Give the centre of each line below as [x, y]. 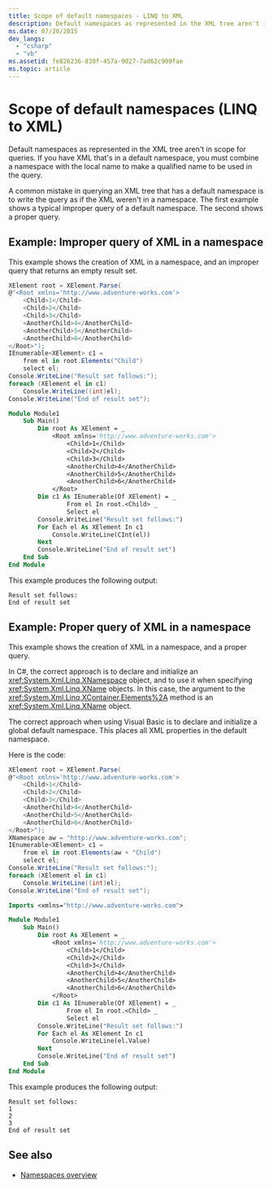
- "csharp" [34, 46]
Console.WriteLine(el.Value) [101, 1041]
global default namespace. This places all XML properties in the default [128, 730]
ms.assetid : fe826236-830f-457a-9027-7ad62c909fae [96, 62]
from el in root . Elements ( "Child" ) [83, 361]
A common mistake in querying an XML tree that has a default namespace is [136, 190]
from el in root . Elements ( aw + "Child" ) [92, 853]
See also [30, 1155]
